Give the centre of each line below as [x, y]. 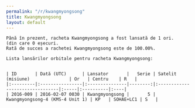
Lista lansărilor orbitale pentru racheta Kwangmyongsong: [80, 59]
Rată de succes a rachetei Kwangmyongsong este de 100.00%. [81, 48]
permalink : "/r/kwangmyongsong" [45, 11]
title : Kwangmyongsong [34, 17]
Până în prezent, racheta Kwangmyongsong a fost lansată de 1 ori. [90, 39]
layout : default [26, 22]
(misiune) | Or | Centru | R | [72, 79]
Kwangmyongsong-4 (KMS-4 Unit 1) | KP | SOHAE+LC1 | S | [82, 100]
